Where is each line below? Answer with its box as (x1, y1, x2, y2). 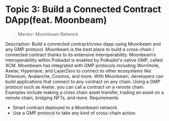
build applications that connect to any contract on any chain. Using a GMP (5, 78, 161, 85)
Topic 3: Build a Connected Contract (5, 4, 161, 15)
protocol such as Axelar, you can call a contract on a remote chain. (5, 84, 145, 90)
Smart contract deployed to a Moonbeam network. (12, 104, 119, 110)
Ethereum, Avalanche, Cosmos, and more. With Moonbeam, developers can (5, 73, 164, 79)
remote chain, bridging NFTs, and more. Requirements (5, 95, 119, 101)
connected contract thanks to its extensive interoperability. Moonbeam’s (5, 52, 156, 58)
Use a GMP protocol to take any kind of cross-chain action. (12, 110, 137, 116)
